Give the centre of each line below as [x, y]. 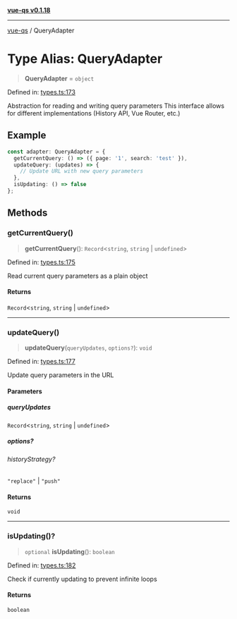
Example [27, 136]
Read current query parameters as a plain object [78, 276]
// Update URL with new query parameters [81, 171]
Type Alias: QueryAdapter [85, 59]
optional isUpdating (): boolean [69, 551]
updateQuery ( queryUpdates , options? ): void [88, 348]
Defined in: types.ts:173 [42, 92]
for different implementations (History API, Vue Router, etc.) [94, 113]
